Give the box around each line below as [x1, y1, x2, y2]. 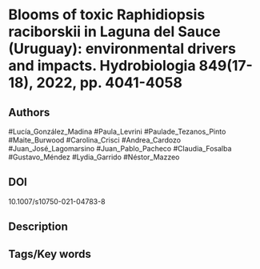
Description [8, 220, 68, 234]
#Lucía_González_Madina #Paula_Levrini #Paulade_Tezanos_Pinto [8, 126, 226, 136]
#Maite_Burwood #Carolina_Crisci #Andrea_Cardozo [8, 135, 182, 145]
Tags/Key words [8, 247, 92, 261]
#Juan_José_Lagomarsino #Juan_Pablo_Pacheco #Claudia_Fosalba [8, 144, 232, 153]
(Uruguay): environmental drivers [8, 40, 236, 58]
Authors [8, 106, 50, 119]
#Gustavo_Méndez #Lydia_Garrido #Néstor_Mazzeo [8, 152, 180, 162]
